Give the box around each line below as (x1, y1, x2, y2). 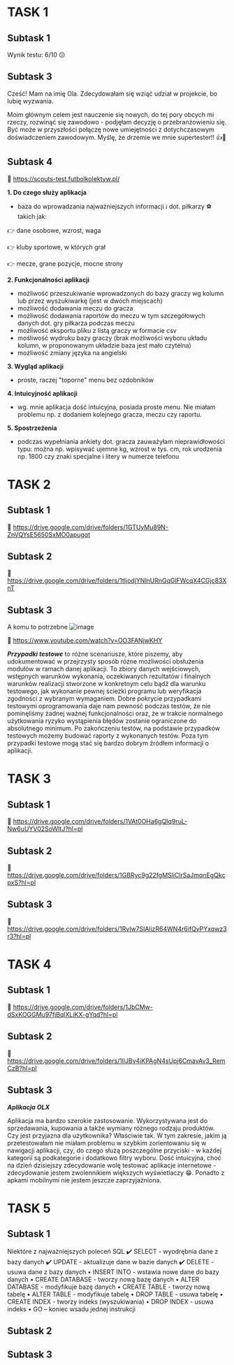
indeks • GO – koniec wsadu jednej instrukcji (7, 1305, 136, 1313)
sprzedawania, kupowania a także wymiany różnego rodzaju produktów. (7, 1124, 215, 1132)
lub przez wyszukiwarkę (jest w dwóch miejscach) (17, 296, 163, 305)
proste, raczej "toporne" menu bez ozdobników (17, 376, 154, 384)
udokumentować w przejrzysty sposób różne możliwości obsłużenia (7, 657, 204, 666)
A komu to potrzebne (7, 623, 68, 631)
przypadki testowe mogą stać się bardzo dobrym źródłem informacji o (7, 739, 210, 748)
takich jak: (17, 212, 47, 220)
